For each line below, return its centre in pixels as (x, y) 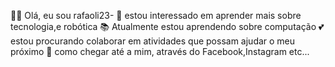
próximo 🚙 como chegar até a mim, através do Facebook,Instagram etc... (160, 51)
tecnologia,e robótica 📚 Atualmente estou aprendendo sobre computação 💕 (167, 26)
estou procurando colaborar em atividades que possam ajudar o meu (153, 41)
